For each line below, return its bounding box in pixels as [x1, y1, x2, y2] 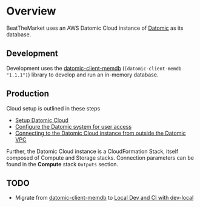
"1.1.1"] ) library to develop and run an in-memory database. [6, 71, 159, 78]
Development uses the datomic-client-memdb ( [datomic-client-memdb [6, 64, 182, 72]
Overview [6, 4, 56, 18]
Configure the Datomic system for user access [15, 123, 132, 130]
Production [6, 89, 50, 99]
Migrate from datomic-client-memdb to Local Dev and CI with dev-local [15, 194, 194, 202]
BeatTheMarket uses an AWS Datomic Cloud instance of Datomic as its [6, 24, 184, 32]
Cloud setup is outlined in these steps [6, 104, 101, 112]
